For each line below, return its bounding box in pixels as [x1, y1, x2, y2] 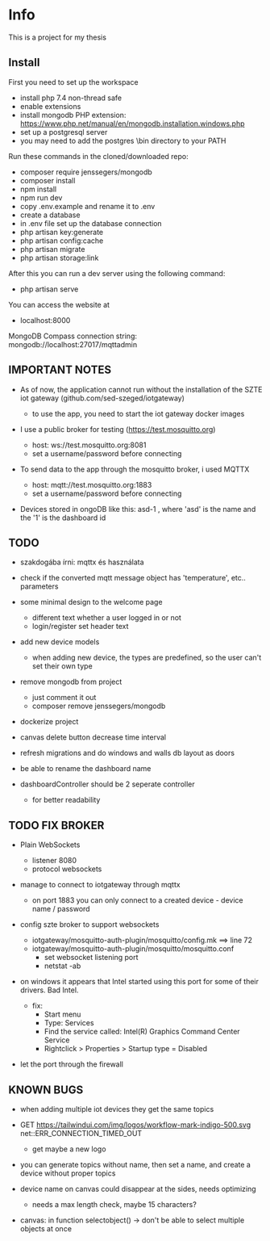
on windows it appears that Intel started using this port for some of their [19, 977, 260, 987]
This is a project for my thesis [8, 32, 107, 42]
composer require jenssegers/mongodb [19, 167, 153, 177]
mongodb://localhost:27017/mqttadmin [8, 339, 138, 349]
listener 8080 [31, 856, 77, 866]
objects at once [19, 1224, 73, 1233]
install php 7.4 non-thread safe [19, 93, 123, 103]
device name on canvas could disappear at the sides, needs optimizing [19, 1184, 256, 1193]
